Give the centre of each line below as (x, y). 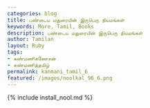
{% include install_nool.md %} (50, 98)
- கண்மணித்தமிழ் (28, 65)
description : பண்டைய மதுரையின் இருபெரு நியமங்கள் (75, 33)
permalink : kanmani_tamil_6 (48, 71)
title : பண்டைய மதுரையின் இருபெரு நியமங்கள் (66, 20)
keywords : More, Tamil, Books (51, 26)
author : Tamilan (30, 39)
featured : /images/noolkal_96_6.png (60, 78)
